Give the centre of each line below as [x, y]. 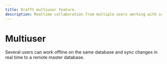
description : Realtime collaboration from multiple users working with [81, 14]
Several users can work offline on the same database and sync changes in [82, 52]
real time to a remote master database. [45, 58]
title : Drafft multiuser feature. [41, 10]
